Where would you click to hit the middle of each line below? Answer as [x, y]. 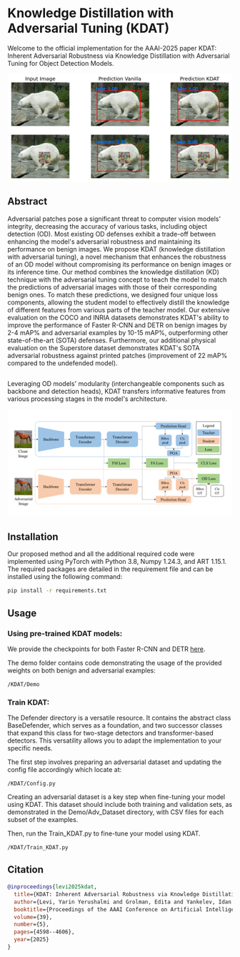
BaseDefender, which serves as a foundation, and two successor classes [115, 725]
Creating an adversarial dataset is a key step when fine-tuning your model [116, 797]
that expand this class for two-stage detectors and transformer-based [111, 733]
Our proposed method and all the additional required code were [101, 554]
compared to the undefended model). [62, 363]
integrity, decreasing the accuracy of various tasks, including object [107, 226]
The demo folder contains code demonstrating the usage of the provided [115, 663]
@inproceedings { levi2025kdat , [52, 887]
